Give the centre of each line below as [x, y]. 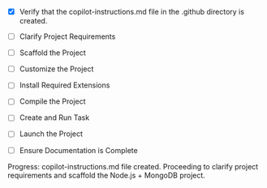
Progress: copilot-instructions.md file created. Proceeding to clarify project [133, 166]
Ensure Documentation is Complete [79, 150]
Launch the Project [51, 134]
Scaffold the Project [52, 53]
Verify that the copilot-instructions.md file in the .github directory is [132, 12]
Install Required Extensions [65, 85]
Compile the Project [52, 101]
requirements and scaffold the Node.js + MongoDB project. [107, 175]
